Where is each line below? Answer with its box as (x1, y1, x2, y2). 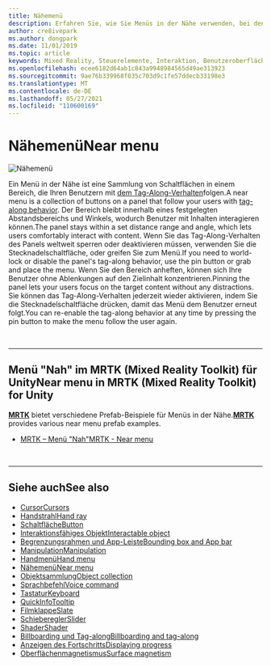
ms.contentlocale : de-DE (8, 86, 92, 95)
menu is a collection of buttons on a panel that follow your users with (8, 196, 238, 206)
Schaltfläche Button (19, 519, 84, 529)
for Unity (8, 389, 54, 403)
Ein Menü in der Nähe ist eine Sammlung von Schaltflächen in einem (8, 179, 236, 189)
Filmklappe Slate (19, 605, 74, 615)
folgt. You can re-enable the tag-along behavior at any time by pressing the (8, 308, 256, 318)
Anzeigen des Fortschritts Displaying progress (19, 639, 172, 649)
